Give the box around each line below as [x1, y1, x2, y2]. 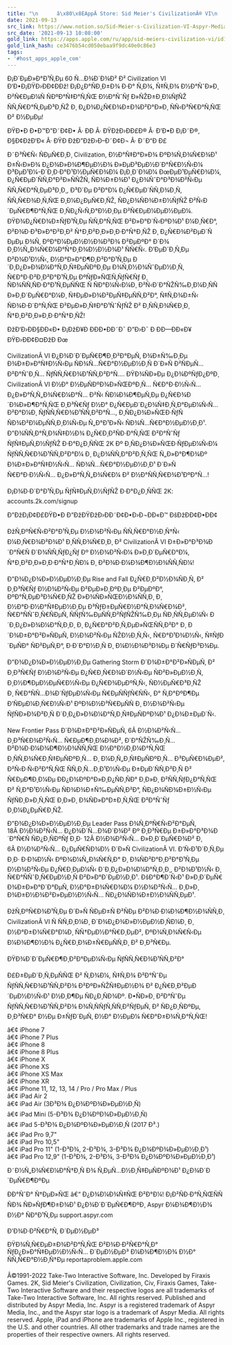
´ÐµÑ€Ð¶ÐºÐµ [7, 1176, 50, 1184]
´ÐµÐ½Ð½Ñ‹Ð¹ [7, 991, 50, 1000]
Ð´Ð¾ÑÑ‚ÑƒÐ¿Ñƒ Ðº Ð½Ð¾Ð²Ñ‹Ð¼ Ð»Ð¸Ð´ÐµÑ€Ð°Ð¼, [30, 548, 190, 556]
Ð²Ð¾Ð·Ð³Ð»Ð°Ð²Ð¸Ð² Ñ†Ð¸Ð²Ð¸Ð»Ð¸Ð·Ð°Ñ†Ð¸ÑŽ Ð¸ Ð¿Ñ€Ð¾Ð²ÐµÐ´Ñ [7, 227, 213, 235]
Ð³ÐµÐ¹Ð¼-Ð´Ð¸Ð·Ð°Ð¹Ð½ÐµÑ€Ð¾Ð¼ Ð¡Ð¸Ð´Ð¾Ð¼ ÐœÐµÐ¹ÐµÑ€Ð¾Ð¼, [7, 168, 222, 176]
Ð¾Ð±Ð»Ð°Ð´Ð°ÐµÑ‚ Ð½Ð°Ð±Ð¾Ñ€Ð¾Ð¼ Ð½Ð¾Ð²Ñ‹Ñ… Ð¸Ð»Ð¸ [7, 883, 200, 891]
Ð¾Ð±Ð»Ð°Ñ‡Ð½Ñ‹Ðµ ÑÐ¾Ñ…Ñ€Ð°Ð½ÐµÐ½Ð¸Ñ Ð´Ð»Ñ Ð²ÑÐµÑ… [7, 359, 204, 368]
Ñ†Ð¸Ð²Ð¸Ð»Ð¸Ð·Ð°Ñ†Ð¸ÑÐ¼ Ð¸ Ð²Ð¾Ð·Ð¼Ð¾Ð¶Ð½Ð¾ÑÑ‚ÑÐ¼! [7, 558, 195, 566]
